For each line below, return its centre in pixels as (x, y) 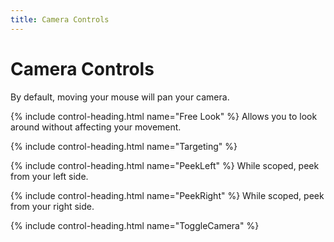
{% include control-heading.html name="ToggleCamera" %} (135, 225)
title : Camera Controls (60, 19)
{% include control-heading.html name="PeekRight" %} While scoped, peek (167, 195)
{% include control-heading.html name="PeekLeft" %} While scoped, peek (165, 165)
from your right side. (52, 206)
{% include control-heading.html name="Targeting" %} (124, 146)
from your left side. (49, 176)
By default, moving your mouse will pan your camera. (120, 97)
